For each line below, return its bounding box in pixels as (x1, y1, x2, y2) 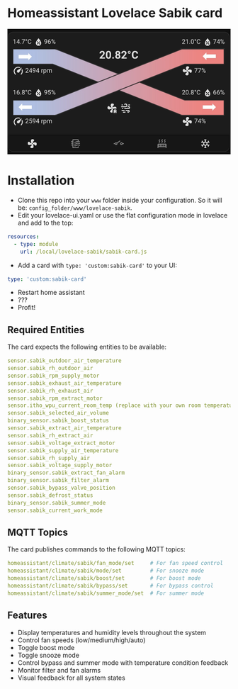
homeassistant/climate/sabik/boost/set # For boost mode (7, 575, 201, 582)
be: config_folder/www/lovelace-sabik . (17, 203, 132, 212)
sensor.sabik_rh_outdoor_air (7, 365, 93, 372)
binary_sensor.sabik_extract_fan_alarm (7, 469, 125, 476)
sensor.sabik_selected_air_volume (7, 410, 110, 417)
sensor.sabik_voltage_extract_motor (7, 439, 115, 447)
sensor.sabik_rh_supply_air (7, 454, 91, 461)
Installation (7, 172, 75, 189)
